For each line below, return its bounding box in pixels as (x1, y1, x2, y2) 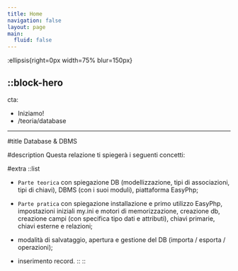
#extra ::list (7, 164, 40, 173)
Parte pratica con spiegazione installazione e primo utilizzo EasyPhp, (17, 199, 223, 207)
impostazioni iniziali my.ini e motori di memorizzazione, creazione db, (17, 207, 221, 215)
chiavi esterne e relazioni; (17, 221, 93, 230)
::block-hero (7, 76, 64, 88)
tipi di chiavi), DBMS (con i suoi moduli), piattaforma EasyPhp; (17, 185, 198, 194)
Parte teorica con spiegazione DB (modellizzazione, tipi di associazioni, (17, 178, 230, 186)
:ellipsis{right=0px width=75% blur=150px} (7, 56, 133, 64)
